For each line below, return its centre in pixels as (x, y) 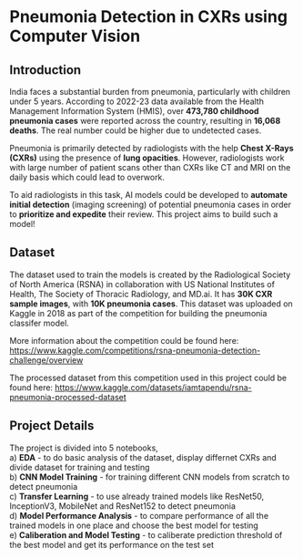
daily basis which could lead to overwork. (87, 177)
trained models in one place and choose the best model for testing (134, 525)
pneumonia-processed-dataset (68, 397)
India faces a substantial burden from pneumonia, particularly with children (150, 92)
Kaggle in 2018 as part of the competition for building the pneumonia (138, 313)
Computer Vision (75, 36)
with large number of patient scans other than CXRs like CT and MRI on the (150, 167)
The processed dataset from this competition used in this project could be (148, 378)
